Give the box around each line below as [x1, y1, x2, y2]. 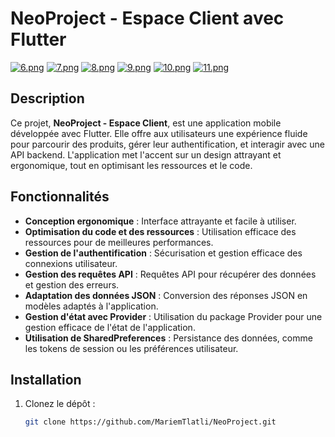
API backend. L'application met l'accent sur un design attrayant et [10, 148, 282, 161]
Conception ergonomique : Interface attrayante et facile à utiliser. [24, 215, 297, 227]
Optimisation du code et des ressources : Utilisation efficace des [24, 225, 297, 237]
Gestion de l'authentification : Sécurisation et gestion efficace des [24, 247, 303, 259]
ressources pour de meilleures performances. [24, 236, 214, 248]
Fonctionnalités [10, 188, 110, 206]
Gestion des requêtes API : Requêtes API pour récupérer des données [24, 268, 317, 280]
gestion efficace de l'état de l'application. [24, 321, 196, 333]
